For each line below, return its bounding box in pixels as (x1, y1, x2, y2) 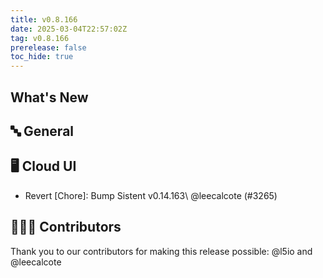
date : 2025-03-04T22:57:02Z (10, 24, 128, 34)
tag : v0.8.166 (10, 33, 70, 43)
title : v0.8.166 (10, 14, 78, 25)
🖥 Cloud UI (10, 158, 77, 175)
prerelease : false (10, 42, 87, 53)
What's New (10, 89, 89, 106)
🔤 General (10, 122, 75, 140)
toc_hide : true (10, 52, 74, 62)
